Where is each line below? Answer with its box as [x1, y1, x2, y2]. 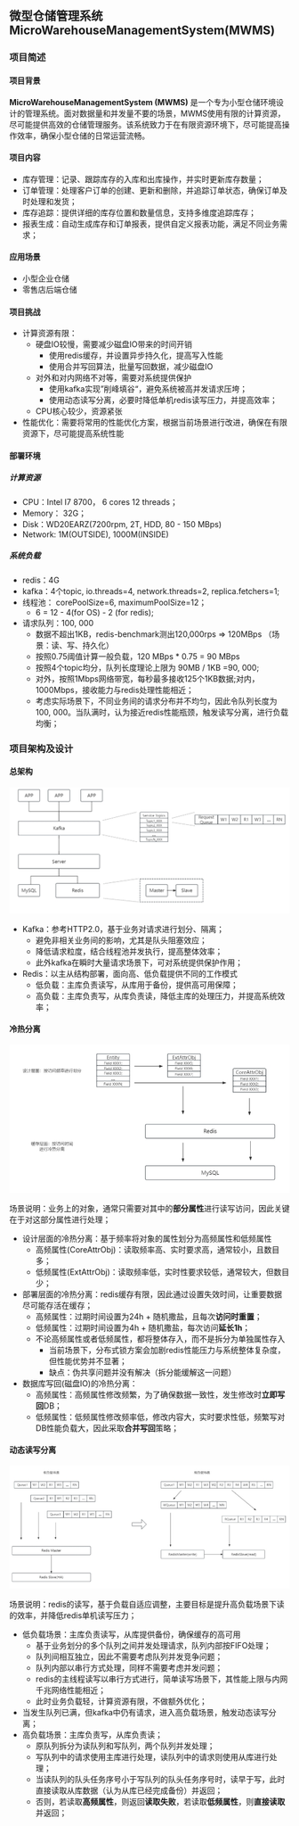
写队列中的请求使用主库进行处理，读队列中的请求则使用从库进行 [35, 1752, 270, 1763]
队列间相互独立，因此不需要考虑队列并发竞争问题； [35, 1651, 223, 1662]
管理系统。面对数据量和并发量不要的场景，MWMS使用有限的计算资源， [24, 108, 287, 119]
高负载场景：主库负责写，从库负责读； [21, 1730, 163, 1740]
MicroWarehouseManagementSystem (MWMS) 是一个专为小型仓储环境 [9, 96, 277, 107]
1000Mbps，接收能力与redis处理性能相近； [35, 684, 194, 695]
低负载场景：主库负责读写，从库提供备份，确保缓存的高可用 [21, 1629, 241, 1640]
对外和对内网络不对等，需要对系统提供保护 [35, 373, 192, 384]
